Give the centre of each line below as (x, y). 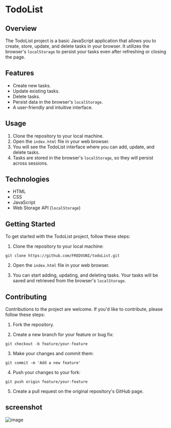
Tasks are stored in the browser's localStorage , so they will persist (83, 158)
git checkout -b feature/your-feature (46, 344)
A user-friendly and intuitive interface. (53, 107)
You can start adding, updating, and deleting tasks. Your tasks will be (85, 275)
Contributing (26, 297)
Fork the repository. (33, 325)
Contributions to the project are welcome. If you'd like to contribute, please (84, 309)
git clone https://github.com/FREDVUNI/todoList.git (63, 256)
